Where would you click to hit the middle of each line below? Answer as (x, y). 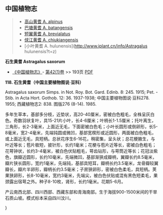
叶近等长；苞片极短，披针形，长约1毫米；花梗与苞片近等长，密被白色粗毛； (81, 145)
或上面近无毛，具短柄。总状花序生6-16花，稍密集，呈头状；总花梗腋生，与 (80, 139)
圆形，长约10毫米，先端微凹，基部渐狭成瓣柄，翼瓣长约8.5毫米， (92, 157)
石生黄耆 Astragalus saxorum (35, 61)
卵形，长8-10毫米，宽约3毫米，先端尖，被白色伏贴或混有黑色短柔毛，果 (86, 175)
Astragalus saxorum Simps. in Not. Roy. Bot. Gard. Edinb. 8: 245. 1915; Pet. (80, 92)
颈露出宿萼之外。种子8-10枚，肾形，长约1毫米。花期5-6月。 (65, 181)
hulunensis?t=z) (41, 51)
